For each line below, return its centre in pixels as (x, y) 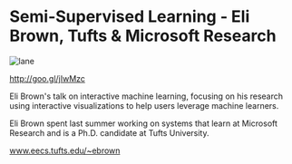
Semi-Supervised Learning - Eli (130, 17)
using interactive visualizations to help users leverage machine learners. (144, 105)
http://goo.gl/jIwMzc (48, 78)
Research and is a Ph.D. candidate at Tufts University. (110, 132)
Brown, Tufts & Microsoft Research (143, 36)
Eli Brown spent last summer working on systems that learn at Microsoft (144, 123)
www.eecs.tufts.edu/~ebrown (65, 150)
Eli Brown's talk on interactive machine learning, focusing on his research (146, 96)
